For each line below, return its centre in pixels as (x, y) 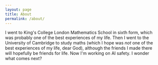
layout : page (18, 10)
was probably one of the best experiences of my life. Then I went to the (77, 38)
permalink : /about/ (25, 19)
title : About (18, 14)
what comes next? (24, 59)
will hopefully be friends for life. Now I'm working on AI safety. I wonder (77, 53)
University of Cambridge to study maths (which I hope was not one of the (79, 43)
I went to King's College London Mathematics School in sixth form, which (79, 33)
